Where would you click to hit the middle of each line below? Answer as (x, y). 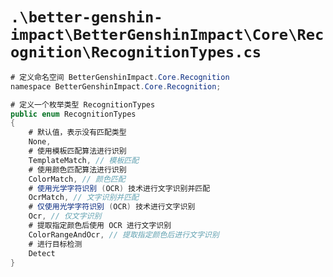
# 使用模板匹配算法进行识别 (77, 151)
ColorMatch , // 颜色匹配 (77, 179)
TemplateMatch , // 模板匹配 (84, 160)
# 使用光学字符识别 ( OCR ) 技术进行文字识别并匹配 (119, 188)
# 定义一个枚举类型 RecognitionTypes (83, 104)
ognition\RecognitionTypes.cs (136, 52)
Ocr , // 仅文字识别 (65, 216)
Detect (42, 253)
